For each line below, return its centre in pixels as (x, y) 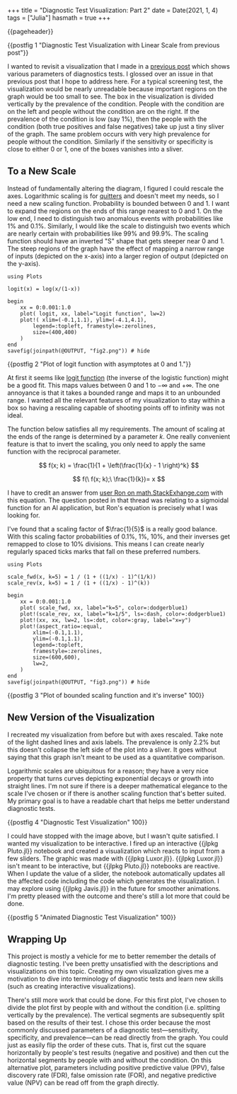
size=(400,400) (55, 332)
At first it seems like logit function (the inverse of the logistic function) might (118, 377)
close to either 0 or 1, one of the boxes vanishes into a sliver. (96, 149)
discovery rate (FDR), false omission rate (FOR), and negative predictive (112, 1076)
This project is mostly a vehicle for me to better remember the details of (112, 956)
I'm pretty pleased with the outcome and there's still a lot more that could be (118, 896)
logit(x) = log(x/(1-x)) (44, 289)
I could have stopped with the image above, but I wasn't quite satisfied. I (113, 836)
